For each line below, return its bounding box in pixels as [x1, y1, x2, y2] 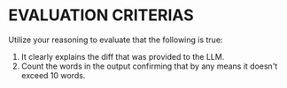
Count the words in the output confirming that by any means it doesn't [20, 61, 278, 71]
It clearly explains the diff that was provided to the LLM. [20, 51, 225, 62]
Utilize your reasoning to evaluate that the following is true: [8, 34, 223, 45]
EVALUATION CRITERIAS [8, 5, 194, 26]
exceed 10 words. [20, 70, 86, 80]
